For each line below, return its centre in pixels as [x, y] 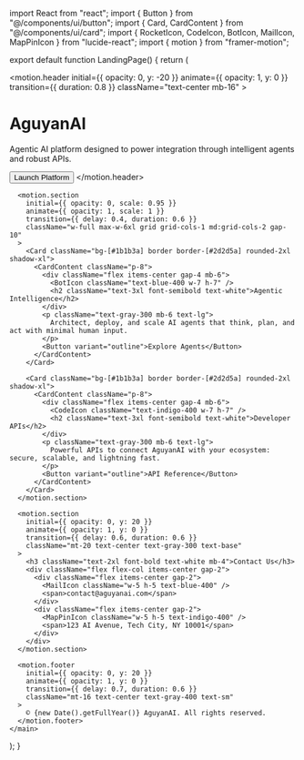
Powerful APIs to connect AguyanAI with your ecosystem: [160, 450]
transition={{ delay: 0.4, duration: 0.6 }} [111, 219]
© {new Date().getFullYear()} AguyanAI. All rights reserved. [146, 713]
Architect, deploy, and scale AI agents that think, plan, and [172, 322]
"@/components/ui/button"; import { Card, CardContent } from [127, 23]
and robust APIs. [41, 158]
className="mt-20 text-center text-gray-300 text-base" [134, 545]
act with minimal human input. [69, 330]
